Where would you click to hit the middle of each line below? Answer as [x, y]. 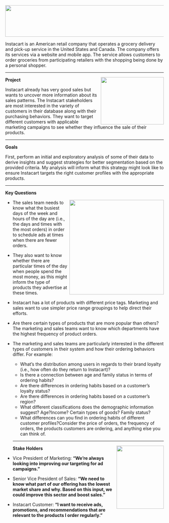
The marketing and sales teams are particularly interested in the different [88, 344]
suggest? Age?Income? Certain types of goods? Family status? [85, 412]
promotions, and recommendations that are [59, 510]
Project [13, 80]
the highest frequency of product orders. [55, 334]
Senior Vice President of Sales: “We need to [58, 479]
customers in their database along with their [51, 111]
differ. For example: [32, 354]
